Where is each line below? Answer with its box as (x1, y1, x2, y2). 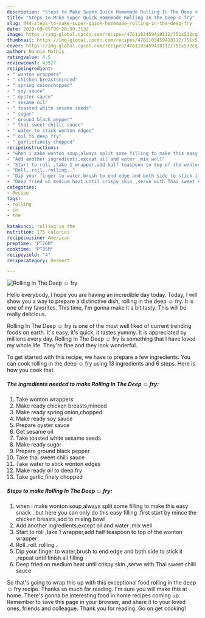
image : (7, 32, 24, 38)
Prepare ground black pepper (15, 448, 90, 455)
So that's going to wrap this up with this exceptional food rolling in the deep (7, 579, 196, 586)
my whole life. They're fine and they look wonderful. (7, 342, 137, 349)
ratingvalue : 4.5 (7, 54, 51, 60)
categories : (7, 184, 37, 190)
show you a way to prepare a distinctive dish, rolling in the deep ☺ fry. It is (7, 297, 194, 305)
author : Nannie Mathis (7, 49, 64, 55)
